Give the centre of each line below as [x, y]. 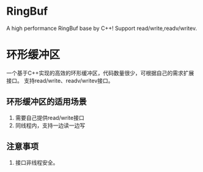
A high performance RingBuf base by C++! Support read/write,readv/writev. [102, 28]
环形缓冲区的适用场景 [46, 102]
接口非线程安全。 [37, 162]
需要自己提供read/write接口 [50, 118]
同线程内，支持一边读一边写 [50, 125]
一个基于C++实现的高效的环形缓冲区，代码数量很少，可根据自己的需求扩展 [100, 73]
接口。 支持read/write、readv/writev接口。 [60, 80]
